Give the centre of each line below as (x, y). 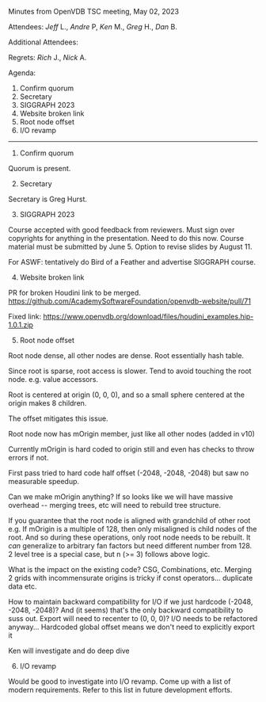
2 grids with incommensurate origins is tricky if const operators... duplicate (131, 578)
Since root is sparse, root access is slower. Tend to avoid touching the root (130, 371)
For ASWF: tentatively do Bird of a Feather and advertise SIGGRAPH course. (132, 262)
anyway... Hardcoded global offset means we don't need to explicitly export (131, 627)
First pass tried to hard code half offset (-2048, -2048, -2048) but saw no (129, 473)
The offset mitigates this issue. (58, 418)
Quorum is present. (40, 168)
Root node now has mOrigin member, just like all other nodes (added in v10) (132, 434)
